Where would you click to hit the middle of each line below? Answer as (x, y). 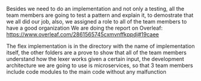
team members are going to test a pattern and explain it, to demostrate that (100, 15)
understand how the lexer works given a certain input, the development (95, 59)
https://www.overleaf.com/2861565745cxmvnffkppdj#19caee (83, 34)
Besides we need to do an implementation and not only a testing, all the (95, 9)
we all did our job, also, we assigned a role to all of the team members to (97, 21)
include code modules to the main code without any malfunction (86, 72)
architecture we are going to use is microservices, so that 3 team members (100, 65)
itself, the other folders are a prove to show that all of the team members (96, 53)
